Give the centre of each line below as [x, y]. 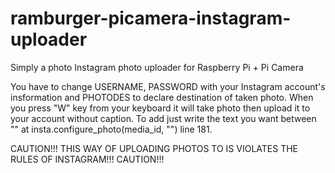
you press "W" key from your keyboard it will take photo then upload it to [160, 108]
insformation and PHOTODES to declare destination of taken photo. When [162, 97]
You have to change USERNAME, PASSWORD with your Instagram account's [168, 86]
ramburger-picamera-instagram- [151, 18]
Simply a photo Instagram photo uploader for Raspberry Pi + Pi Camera [157, 67]
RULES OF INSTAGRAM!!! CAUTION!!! [87, 159]
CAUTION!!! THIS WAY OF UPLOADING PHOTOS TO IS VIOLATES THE [154, 148]
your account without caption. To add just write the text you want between [163, 118]
